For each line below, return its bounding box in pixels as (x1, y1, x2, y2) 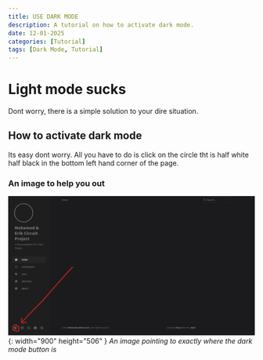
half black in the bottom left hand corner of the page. (8, 158, 179, 168)
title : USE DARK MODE (8, 13, 79, 20)
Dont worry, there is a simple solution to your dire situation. (8, 107, 199, 116)
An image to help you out (8, 177, 106, 188)
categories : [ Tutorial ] (8, 38, 86, 45)
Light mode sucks (8, 81, 127, 98)
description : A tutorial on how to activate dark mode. (8, 20, 194, 29)
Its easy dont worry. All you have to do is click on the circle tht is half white (8, 150, 249, 159)
